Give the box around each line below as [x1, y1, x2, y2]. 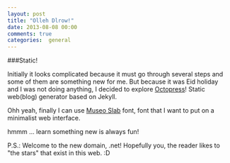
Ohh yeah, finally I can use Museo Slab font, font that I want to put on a [7, 106, 214, 115]
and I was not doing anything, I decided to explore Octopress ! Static [7, 85, 205, 94]
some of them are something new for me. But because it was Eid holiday [7, 77, 219, 86]
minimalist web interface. [7, 114, 81, 123]
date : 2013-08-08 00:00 [7, 23, 78, 30]
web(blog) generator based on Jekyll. [7, 93, 117, 101]
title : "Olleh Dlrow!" [7, 17, 74, 24]
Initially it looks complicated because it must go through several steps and [7, 70, 224, 79]
